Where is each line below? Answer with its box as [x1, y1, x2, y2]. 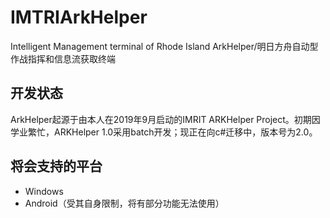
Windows [24, 185, 64, 197]
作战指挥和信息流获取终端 [10, 52, 116, 65]
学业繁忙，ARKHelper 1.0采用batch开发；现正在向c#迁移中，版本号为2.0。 [10, 126, 318, 138]
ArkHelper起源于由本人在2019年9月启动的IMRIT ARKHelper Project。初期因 [10, 113, 321, 125]
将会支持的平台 [10, 158, 103, 175]
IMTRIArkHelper [10, 6, 148, 29]
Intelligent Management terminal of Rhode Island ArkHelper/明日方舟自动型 [10, 40, 319, 52]
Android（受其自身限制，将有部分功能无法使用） [24, 197, 225, 209]
